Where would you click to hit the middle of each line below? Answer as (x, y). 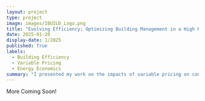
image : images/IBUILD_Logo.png (46, 23)
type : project (24, 18)
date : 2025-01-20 (28, 35)
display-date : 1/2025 (34, 40)
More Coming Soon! (31, 91)
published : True (27, 46)
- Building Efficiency (41, 57)
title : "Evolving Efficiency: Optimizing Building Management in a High (101, 29)
